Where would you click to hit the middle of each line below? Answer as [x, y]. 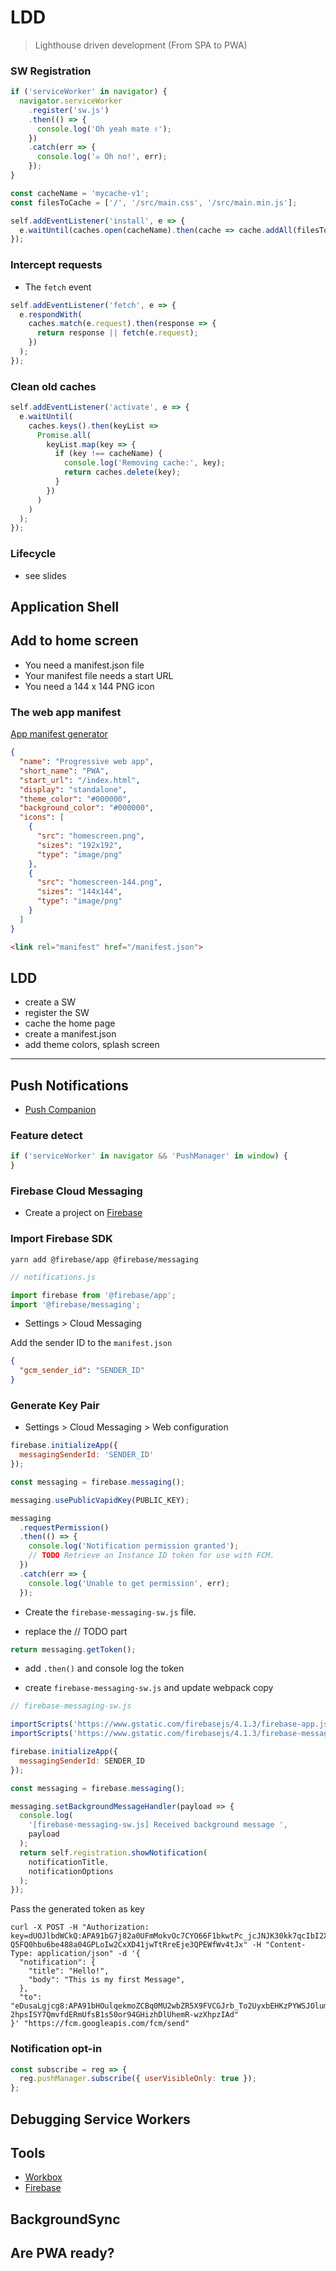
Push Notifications [69, 1085]
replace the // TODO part [76, 1631]
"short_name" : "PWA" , [64, 771]
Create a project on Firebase [83, 1213]
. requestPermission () [64, 1527]
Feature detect [46, 1136]
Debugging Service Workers [100, 2119]
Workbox [43, 2177]
